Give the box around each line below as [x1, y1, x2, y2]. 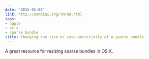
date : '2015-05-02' [5, 7, 45, 12]
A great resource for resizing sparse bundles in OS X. [5, 48, 113, 54]
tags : [5, 16, 16, 21]
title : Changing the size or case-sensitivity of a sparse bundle [5, 35, 144, 40]
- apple [5, 21, 21, 26]
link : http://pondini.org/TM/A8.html [5, 12, 83, 17]
